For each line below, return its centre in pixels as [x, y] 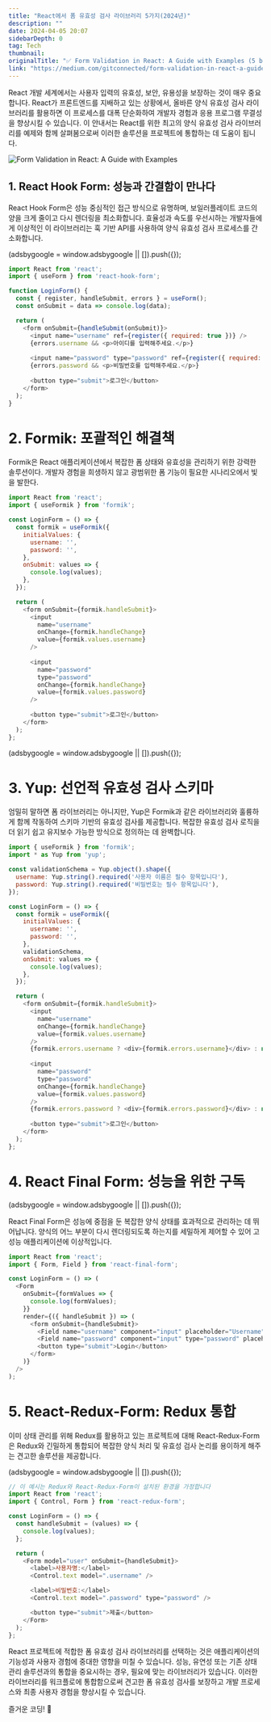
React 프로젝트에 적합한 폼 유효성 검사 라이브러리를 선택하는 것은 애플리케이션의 [134, 1652]
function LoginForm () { [48, 291]
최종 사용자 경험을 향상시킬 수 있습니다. [85, 1692]
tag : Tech [25, 46]
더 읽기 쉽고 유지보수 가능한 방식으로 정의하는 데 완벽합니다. [102, 832]
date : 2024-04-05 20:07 [48, 31]
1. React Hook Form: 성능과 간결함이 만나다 [112, 187]
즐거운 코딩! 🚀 [30, 1709]
